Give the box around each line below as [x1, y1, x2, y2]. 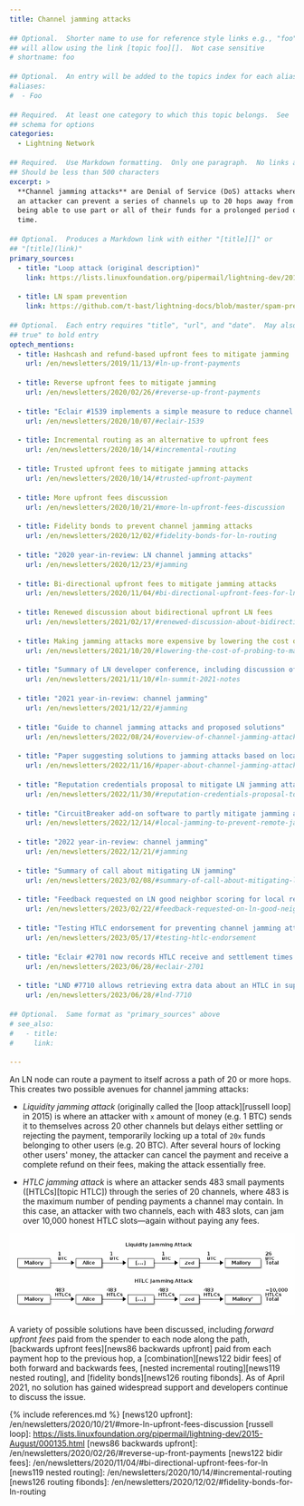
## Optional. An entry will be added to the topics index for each [9, 73, 273, 82]
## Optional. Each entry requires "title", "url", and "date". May [9, 320, 278, 330]
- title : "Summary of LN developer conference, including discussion [17, 665, 285, 675]
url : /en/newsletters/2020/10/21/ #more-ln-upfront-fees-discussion [25, 503, 285, 512]
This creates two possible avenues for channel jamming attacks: [9, 1084, 249, 1095]
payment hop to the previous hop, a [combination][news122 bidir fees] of [9, 1353, 282, 1364]
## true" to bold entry [9, 330, 100, 339]
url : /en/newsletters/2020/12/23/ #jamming [25, 560, 188, 569]
